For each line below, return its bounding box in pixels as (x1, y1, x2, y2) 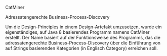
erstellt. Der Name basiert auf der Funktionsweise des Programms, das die (5, 35, 161, 40)
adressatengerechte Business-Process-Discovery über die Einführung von (5, 40, 161, 46)
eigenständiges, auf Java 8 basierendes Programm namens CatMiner (5, 29, 150, 35)
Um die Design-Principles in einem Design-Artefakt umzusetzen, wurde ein (5, 24, 162, 30)
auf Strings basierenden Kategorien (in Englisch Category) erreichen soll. (5, 45, 158, 51)
